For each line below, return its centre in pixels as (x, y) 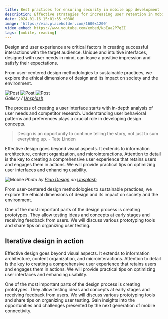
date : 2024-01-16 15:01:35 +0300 (40, 19)
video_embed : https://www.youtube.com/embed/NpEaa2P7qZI (66, 28)
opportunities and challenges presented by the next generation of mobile (80, 305)
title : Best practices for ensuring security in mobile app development (82, 10)
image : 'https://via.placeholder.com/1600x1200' (57, 24)
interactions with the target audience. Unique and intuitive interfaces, (76, 52)
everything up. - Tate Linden (47, 139)
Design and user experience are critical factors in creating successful (77, 47)
